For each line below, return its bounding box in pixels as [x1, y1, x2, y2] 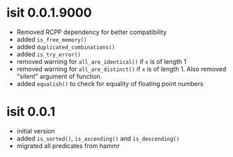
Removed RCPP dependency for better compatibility [16, 28, 167, 36]
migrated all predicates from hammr [16, 141, 120, 150]
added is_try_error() [16, 50, 81, 58]
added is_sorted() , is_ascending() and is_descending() [16, 134, 180, 142]
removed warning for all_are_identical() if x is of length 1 [16, 57, 187, 65]
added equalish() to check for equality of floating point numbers [16, 79, 204, 88]
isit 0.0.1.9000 [6, 5, 92, 21]
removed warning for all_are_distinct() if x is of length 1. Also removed [16, 65, 227, 73]
